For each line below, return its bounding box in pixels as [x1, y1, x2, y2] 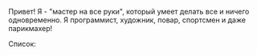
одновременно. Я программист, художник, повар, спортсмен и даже [8, 15, 247, 25]
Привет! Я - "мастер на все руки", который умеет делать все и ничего [8, 7, 250, 16]
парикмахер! [8, 24, 53, 33]
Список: [8, 39, 36, 49]
